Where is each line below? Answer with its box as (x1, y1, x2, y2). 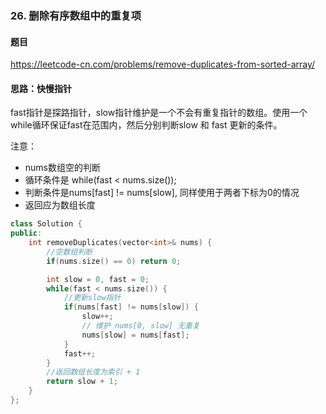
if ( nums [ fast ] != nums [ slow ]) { (63, 302, 199, 312)
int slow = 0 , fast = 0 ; (46, 274, 150, 284)
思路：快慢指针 (10, 82, 72, 94)
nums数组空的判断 (24, 162, 101, 174)
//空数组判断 (46, 247, 93, 257)
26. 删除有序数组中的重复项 (10, 8, 142, 22)
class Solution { (10, 219, 83, 229)
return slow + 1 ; (46, 377, 118, 387)
